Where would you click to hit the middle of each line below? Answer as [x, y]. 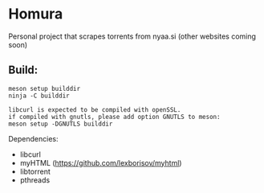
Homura [36, 14]
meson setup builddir [45, 88]
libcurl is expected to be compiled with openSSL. [95, 109]
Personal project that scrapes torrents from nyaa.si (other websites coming [132, 36]
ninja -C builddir [39, 96]
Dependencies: [33, 138]
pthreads [35, 180]
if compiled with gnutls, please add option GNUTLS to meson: [114, 117]
